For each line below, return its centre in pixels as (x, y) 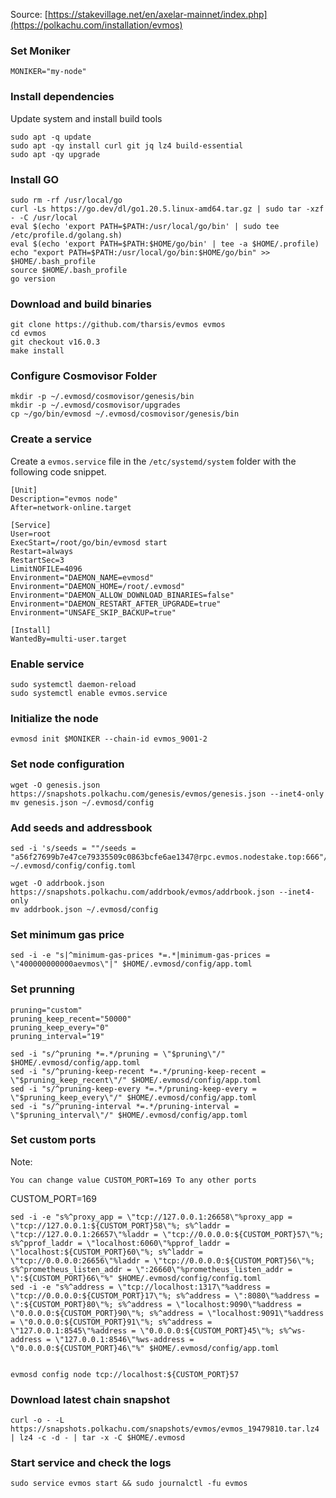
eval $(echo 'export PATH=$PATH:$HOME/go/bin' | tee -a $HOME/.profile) (165, 244)
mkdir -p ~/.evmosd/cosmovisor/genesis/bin (102, 397)
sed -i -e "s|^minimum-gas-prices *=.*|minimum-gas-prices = (140, 955)
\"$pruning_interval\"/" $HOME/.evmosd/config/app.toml (129, 1115)
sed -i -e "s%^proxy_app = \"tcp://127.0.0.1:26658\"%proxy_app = (151, 1217)
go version (33, 279)
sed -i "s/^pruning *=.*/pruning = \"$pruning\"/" (118, 1054)
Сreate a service (51, 439)
